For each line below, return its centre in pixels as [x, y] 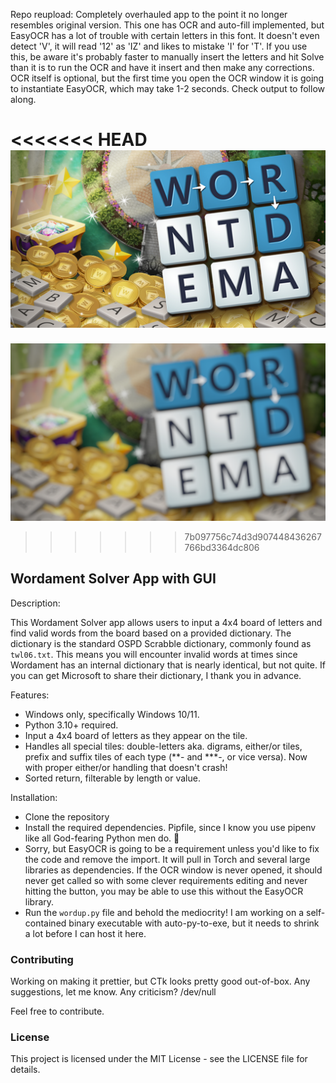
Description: [35, 603]
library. [39, 901]
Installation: [34, 797]
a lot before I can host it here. [85, 933]
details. [25, 1070]
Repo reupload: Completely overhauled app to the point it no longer [149, 14]
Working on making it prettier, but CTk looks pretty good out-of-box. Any [160, 981]
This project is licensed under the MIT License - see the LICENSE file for [159, 1059]
